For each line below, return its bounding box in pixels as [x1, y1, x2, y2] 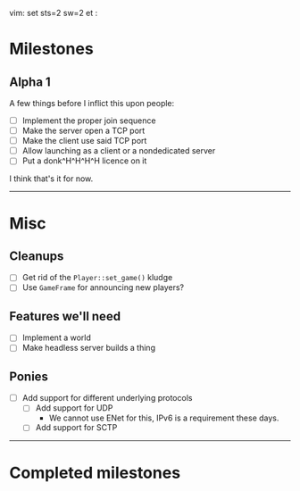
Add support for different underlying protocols [21, 393, 193, 404]
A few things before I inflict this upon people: [9, 98, 175, 108]
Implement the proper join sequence [21, 115, 156, 126]
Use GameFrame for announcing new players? [21, 282, 185, 293]
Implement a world [21, 332, 91, 343]
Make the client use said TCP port [21, 136, 147, 146]
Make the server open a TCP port [21, 125, 146, 137]
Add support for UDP [35, 403, 113, 413]
